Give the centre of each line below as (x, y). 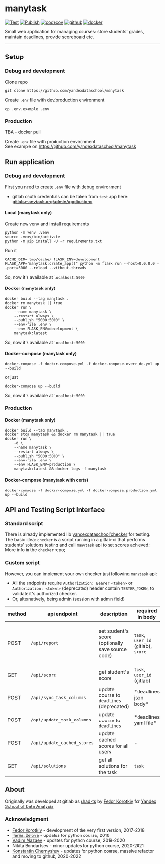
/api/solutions (48, 766)
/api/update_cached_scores (62, 742)
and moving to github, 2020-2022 (46, 856)
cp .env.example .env (27, 109)
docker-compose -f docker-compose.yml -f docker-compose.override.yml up (82, 364)
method (17, 614)
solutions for (113, 766)
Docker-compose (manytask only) (41, 353)
